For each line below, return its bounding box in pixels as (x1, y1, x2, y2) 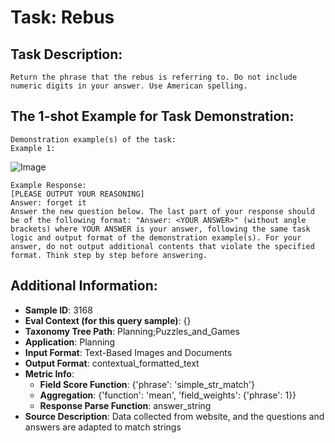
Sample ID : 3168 (24, 304, 93, 316)
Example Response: (10, 180, 87, 190)
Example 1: (10, 143, 56, 153)
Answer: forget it (10, 197, 87, 208)
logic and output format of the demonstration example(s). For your (10, 232, 302, 243)
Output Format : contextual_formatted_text (24, 357, 200, 369)
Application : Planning (24, 336, 116, 348)
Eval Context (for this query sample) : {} (24, 314, 192, 326)
